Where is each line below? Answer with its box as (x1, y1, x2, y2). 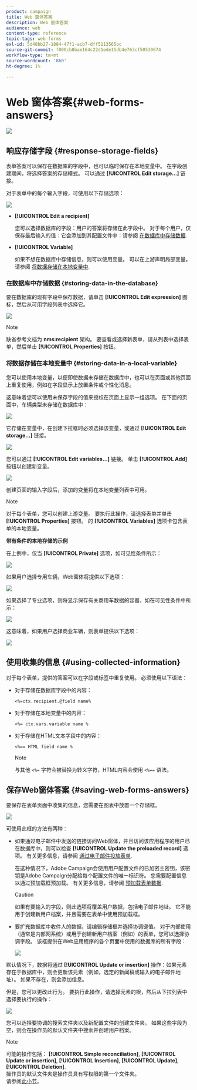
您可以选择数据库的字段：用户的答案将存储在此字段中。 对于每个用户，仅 (14, 224, 191, 232)
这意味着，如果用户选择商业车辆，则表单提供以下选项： (6, 627, 140, 634)
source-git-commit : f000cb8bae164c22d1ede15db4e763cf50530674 (6, 47, 161, 53)
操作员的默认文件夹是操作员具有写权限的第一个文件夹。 (6, 1070, 140, 1078)
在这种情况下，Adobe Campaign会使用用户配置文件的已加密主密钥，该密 (14, 864, 191, 872)
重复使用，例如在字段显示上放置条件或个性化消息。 (11, 381, 135, 388)
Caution (14, 891, 34, 899)
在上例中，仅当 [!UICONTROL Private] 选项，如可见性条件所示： (6, 550, 162, 557)
